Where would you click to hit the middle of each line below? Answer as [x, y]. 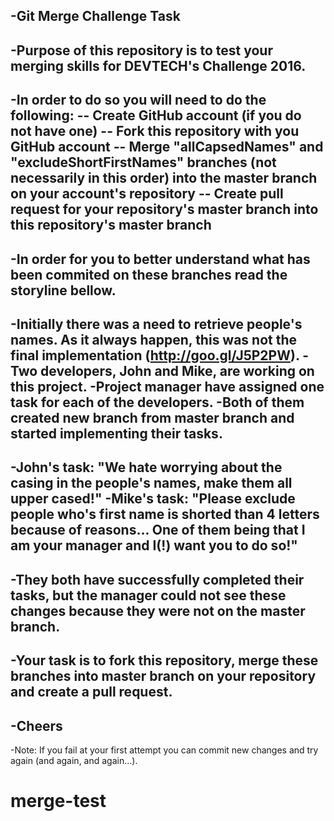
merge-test [58, 801]
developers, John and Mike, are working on [177, 370]
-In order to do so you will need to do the [138, 100]
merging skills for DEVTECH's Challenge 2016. [158, 65]
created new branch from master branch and [152, 417]
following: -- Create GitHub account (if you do [156, 115]
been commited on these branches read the [149, 274]
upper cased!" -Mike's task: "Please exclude [153, 499]
